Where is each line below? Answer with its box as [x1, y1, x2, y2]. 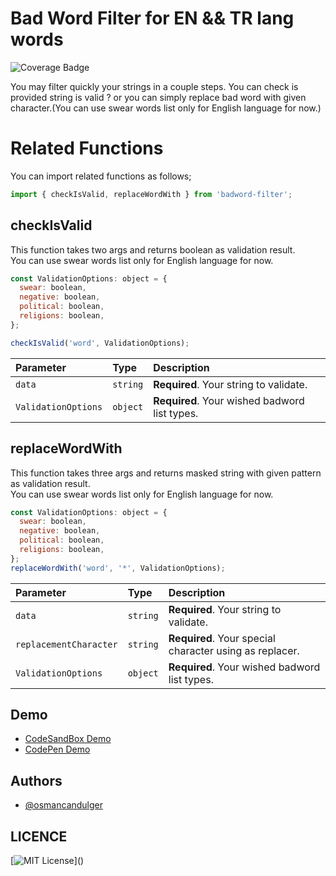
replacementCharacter [15, 638, 118, 650]
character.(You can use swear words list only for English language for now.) [10, 102, 322, 114]
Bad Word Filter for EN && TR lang [10, 7, 295, 30]
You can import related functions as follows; [10, 170, 192, 182]
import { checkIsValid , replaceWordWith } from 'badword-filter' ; [10, 189, 293, 199]
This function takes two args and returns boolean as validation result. [10, 243, 296, 256]
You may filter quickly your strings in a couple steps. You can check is [10, 80, 299, 92]
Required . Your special [168, 631, 276, 645]
